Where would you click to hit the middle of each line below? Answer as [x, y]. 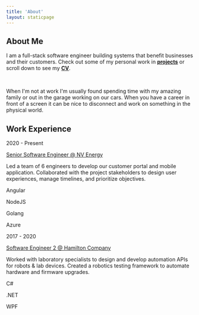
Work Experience [39, 129]
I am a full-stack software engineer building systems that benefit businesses [99, 56]
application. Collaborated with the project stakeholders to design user [91, 172]
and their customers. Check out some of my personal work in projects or [96, 62]
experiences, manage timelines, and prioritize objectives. [76, 179]
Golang [15, 213]
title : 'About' [25, 12]
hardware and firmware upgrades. [48, 272]
